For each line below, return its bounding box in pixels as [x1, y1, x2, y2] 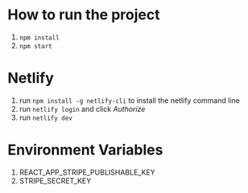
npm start [19, 42, 53, 50]
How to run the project [7, 6, 160, 24]
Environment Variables [7, 141, 163, 159]
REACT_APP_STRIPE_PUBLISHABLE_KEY [19, 167, 156, 177]
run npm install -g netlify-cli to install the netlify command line [19, 95, 241, 105]
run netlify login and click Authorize [19, 104, 146, 113]
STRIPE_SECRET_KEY [19, 175, 92, 186]
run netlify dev [19, 113, 73, 122]
